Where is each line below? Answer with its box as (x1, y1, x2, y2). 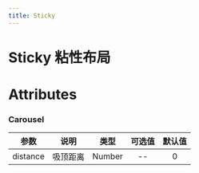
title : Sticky (8, 11, 56, 20)
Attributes (8, 85, 78, 104)
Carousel (8, 113, 45, 124)
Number (92, 151, 124, 162)
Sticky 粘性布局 (8, 49, 111, 66)
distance (12, 151, 46, 162)
